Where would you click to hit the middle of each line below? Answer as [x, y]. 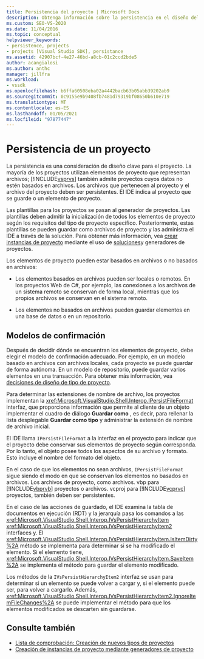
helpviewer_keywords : [34, 40]
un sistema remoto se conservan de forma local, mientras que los [97, 292]
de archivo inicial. [28, 426]
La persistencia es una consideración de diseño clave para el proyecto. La [99, 166]
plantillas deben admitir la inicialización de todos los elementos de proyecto [101, 217]
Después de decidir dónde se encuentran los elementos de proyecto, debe [100, 350]
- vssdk [16, 86]
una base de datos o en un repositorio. [63, 316]
